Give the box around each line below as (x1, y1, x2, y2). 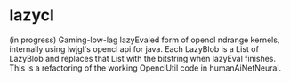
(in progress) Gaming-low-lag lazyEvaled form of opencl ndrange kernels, (9, 34, 280, 45)
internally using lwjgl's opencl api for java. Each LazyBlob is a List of (9, 43, 260, 54)
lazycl (9, 5, 55, 26)
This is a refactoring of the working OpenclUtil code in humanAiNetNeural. (9, 63, 282, 73)
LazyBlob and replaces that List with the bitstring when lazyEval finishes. (9, 53, 276, 63)
